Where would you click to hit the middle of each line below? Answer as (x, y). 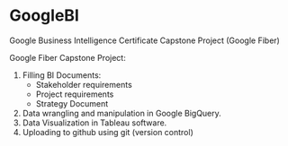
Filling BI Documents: (62, 75)
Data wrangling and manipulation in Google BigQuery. (122, 113)
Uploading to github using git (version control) (108, 132)
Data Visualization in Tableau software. (94, 123)
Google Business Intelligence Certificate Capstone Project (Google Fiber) (145, 40)
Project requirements (75, 94)
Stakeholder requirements (84, 84)
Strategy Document (72, 103)
